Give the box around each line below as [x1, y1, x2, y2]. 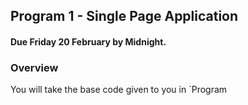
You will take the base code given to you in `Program [10, 84, 228, 96]
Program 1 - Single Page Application [10, 8, 239, 25]
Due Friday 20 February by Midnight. [10, 35, 167, 48]
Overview [10, 60, 59, 74]
